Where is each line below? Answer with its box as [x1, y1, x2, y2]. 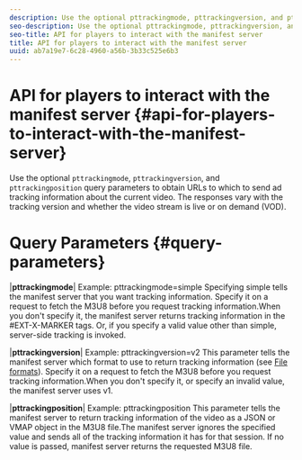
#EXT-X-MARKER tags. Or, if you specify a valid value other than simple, [9, 320, 277, 330]
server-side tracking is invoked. [9, 329, 127, 340]
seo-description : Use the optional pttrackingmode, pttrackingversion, [9, 22, 283, 31]
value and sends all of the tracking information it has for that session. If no [9, 431, 285, 442]
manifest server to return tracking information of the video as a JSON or [9, 412, 276, 423]
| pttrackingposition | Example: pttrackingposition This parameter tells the [9, 402, 280, 413]
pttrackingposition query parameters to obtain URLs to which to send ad [9, 182, 282, 194]
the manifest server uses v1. [9, 385, 114, 396]
